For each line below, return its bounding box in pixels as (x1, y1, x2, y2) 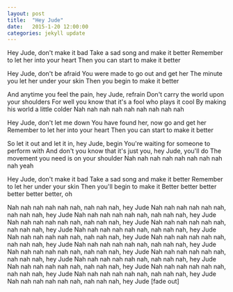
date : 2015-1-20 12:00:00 (7, 23, 89, 30)
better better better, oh (7, 190, 73, 198)
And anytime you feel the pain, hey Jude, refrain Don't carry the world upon (7, 90, 225, 99)
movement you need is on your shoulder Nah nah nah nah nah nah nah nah (7, 154, 223, 163)
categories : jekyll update (7, 29, 86, 37)
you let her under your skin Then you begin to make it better (7, 77, 179, 86)
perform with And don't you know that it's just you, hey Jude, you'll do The (7, 147, 221, 155)
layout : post (7, 10, 45, 17)
